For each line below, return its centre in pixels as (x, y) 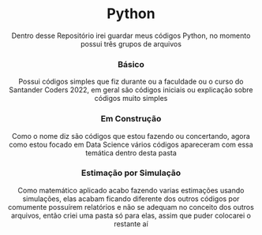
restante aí (131, 224)
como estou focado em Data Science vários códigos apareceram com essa (131, 144)
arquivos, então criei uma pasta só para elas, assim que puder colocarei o (131, 215)
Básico (131, 64)
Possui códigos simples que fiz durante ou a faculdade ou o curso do (131, 82)
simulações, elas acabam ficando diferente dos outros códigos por (131, 199)
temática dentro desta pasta (131, 153)
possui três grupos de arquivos (131, 43)
